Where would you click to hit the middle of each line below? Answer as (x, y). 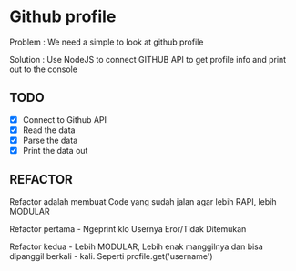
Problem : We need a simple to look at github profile (107, 42)
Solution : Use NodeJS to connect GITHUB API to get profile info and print (148, 59)
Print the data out (55, 150)
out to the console (43, 69)
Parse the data (50, 140)
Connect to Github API (65, 119)
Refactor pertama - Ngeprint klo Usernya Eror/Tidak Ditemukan (128, 228)
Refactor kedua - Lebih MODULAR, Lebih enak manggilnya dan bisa (137, 246)
